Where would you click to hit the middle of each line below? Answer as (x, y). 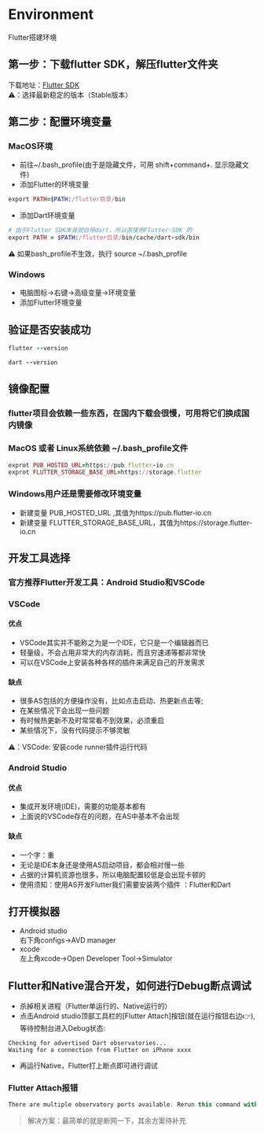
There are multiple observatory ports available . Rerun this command (125, 1105)
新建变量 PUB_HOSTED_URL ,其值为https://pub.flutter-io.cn (115, 512)
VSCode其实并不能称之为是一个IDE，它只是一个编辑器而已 (114, 643)
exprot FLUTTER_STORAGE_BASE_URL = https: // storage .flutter (105, 472)
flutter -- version (38, 349)
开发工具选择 (39, 557)
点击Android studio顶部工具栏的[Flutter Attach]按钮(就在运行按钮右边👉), (137, 1016)
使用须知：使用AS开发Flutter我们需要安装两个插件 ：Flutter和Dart (125, 884)
